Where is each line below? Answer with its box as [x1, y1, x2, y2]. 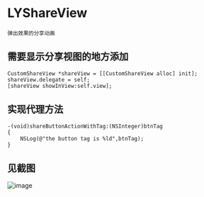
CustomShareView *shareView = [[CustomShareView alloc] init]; [7, 69, 198, 77]
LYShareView [7, 5, 88, 21]
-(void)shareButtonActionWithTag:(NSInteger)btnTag [7, 123, 163, 130]
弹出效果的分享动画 [7, 30, 55, 37]
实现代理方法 [7, 103, 64, 116]
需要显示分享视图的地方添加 [7, 51, 129, 63]
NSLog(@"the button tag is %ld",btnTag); [20, 135, 144, 142]
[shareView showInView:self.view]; [7, 82, 113, 89]
